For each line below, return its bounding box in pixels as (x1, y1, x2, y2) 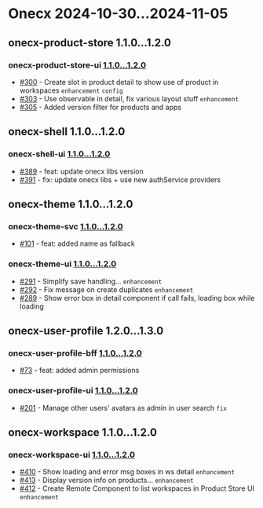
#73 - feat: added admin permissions (19, 366, 140, 375)
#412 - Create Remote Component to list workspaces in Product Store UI (19, 484, 255, 493)
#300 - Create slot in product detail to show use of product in (19, 77, 219, 86)
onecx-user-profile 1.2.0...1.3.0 (8, 323, 164, 338)
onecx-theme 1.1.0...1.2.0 (8, 197, 133, 210)
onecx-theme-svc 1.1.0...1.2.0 (8, 221, 123, 232)
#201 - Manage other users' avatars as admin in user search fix (19, 403, 228, 412)
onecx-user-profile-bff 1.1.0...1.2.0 (8, 347, 143, 358)
